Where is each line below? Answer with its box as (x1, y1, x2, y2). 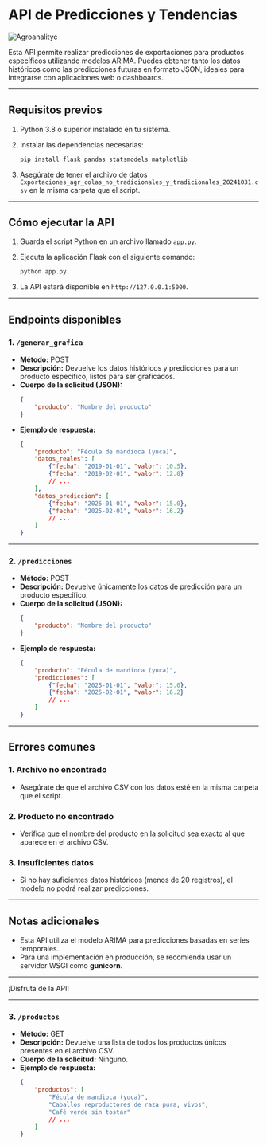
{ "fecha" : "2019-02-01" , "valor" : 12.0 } (48, 470, 184, 478)
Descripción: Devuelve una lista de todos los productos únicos (19, 1037, 226, 1047)
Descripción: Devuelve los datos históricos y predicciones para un (19, 363, 239, 372)
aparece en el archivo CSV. (19, 837, 109, 846)
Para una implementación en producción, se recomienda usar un (19, 952, 232, 962)
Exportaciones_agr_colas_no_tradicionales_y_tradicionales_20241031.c (19, 178, 259, 186)
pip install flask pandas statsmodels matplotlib (19, 155, 188, 163)
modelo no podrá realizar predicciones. (19, 884, 149, 893)
